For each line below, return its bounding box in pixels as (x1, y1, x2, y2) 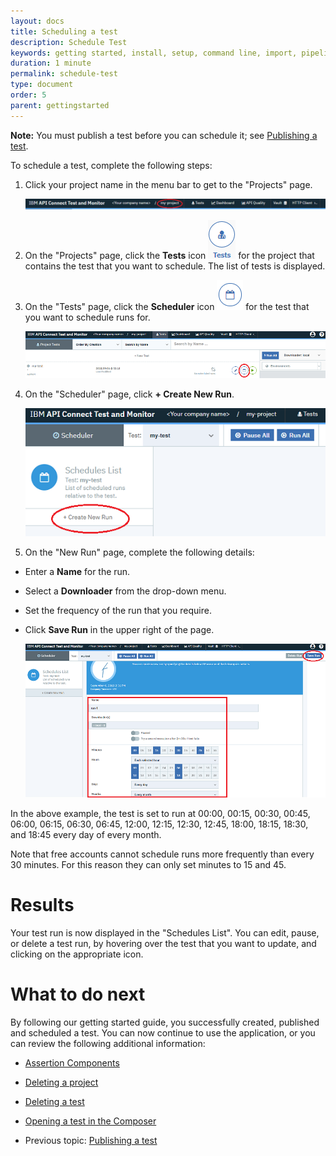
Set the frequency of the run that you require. (24, 605, 212, 617)
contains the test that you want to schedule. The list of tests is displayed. (24, 260, 326, 272)
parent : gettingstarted (10, 100, 110, 110)
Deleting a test (24, 1095, 85, 1107)
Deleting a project (24, 1076, 99, 1088)
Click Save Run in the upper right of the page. (24, 624, 215, 636)
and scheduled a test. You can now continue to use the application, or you (10, 1026, 316, 1039)
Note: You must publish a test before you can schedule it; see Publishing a (10, 129, 318, 141)
